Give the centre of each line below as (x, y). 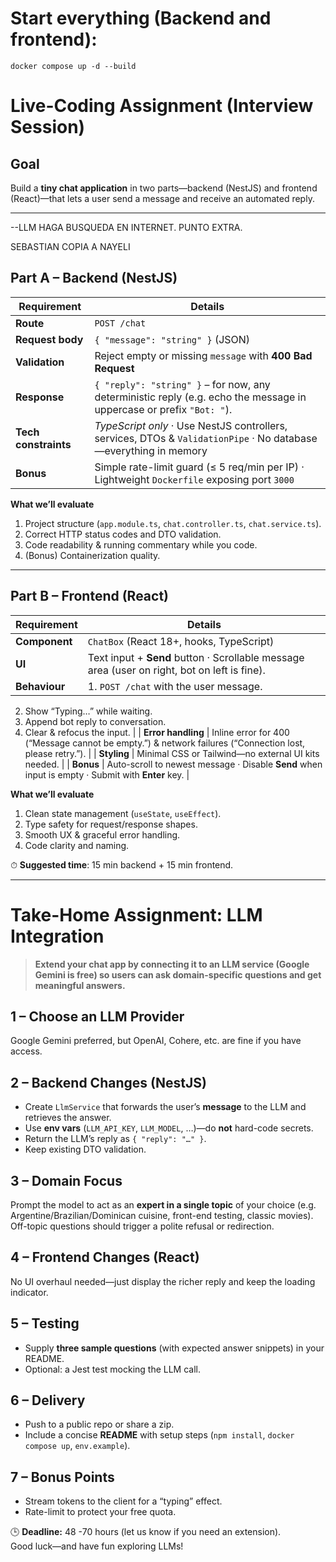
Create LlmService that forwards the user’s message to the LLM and (165, 1107)
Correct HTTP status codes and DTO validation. (123, 534)
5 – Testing (45, 1323)
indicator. (29, 1292)
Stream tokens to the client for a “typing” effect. (123, 1501)
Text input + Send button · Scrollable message (196, 657)
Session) (48, 127)
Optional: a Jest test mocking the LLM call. (113, 1369)
